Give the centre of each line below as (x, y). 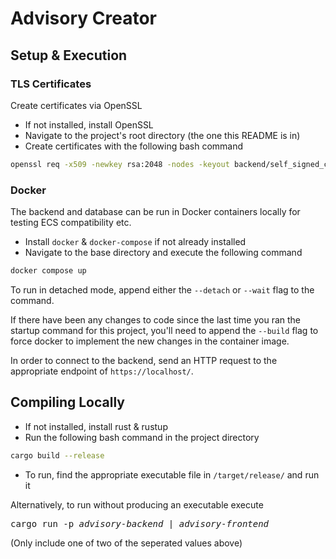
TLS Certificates (51, 84)
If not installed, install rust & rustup (96, 426)
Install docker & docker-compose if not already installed (135, 242)
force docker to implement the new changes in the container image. (150, 341)
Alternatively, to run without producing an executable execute (137, 504)
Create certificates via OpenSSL (76, 105)
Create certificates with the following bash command (134, 146)
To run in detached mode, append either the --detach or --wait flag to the (162, 289)
